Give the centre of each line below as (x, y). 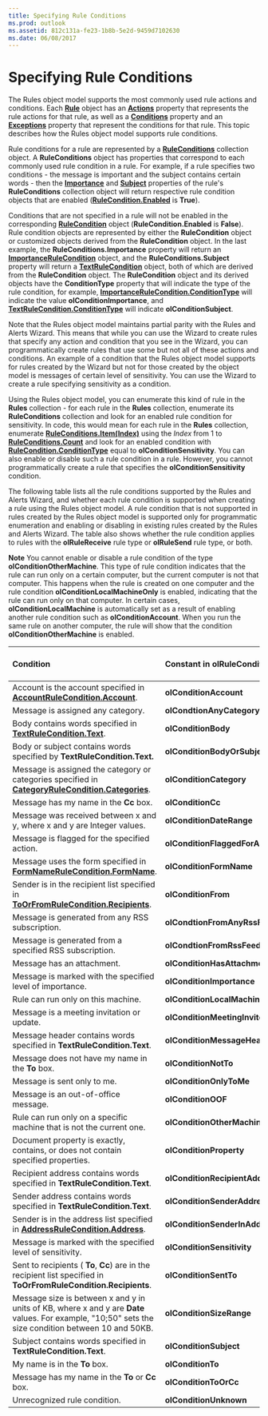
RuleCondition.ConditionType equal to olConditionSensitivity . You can (127, 451)
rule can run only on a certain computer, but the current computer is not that (134, 575)
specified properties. (51, 1160)
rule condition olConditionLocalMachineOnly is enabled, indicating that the (133, 592)
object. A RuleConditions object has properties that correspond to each (126, 158)
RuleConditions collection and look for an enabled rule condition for (120, 417)
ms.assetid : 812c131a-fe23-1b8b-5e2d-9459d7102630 (94, 30)
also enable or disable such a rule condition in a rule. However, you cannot (131, 459)
